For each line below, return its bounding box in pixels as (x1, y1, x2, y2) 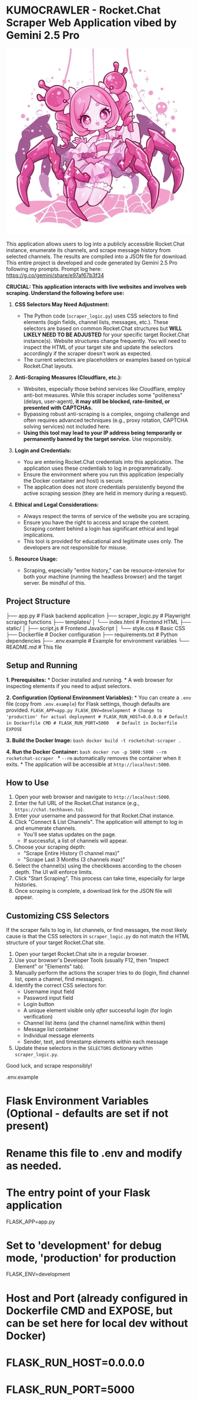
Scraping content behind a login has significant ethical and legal (23, 525, 179, 532)
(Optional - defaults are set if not (6, 1107, 169, 1120)
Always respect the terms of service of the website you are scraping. (23, 512, 191, 519)
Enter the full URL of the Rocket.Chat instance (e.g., (14, 800, 140, 807)
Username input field (23, 988, 75, 995)
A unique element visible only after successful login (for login (23, 1007, 172, 1014)
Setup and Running (6, 660, 78, 670)
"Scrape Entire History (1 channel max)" (23, 850, 120, 857)
